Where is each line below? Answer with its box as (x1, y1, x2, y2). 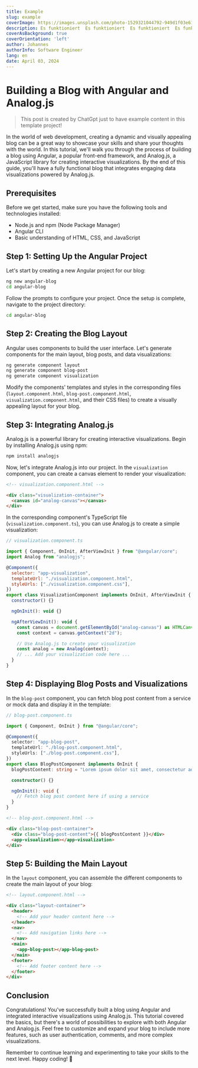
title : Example (6, 8, 44, 15)
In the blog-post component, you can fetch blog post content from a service (6, 694, 192, 702)
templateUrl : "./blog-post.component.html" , (11, 745, 123, 751)
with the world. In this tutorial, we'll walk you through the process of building (6, 146, 192, 153)
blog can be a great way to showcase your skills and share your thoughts (6, 139, 184, 147)
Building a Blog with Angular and (6, 83, 169, 97)
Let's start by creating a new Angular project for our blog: (6, 267, 146, 274)
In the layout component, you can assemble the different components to (6, 874, 183, 881)
